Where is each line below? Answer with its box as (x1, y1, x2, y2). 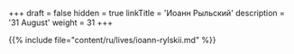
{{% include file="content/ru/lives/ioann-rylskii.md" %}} (8, 35, 217, 45)
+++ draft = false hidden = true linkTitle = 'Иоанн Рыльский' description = (8, 8, 286, 18)
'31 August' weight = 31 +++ (8, 17, 114, 28)
